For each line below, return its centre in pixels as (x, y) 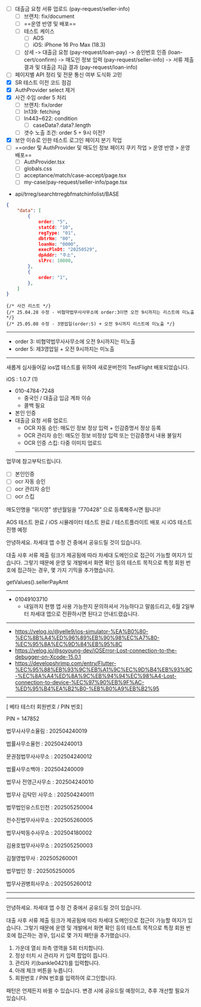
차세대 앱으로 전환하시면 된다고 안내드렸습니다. (85, 614)
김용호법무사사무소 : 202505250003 (50, 845)
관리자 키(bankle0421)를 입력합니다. (57, 963)
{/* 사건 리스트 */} (29, 306)
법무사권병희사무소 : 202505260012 (49, 883)
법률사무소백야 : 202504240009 (45, 769)
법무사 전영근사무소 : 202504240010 (50, 782)
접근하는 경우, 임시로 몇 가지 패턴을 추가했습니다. (74, 935)
